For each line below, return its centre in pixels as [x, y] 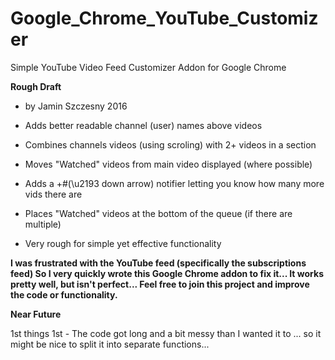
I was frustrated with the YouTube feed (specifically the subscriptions [158, 263]
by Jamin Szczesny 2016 [76, 106]
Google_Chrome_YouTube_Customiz [164, 18]
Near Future [36, 314]
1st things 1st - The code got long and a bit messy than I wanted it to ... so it [166, 333]
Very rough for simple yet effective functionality [123, 243]
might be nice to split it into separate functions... [110, 344]
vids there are [53, 194]
